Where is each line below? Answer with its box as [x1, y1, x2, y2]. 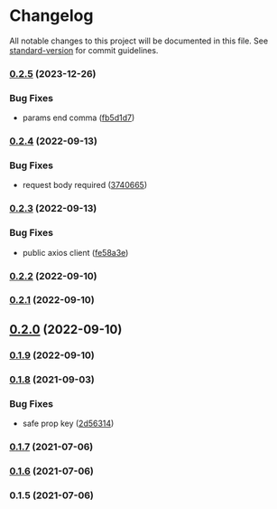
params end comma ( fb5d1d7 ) [22, 112, 135, 123]
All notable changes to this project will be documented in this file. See [9, 35, 269, 46]
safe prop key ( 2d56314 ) [22, 418, 115, 429]
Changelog [9, 5, 94, 26]
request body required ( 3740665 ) [22, 180, 148, 191]
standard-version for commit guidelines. [9, 44, 159, 55]
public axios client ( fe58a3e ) [22, 247, 129, 258]
